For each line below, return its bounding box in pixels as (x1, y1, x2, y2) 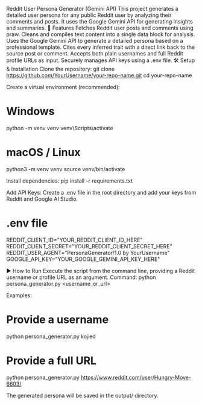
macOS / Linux (6, 146, 81, 159)
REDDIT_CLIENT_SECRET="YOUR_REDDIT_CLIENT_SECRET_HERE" (6, 242, 173, 250)
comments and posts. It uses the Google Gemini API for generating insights (6, 18, 193, 25)
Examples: (6, 292, 32, 299)
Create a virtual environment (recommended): (6, 84, 121, 90)
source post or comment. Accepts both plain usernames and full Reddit (6, 50, 184, 57)
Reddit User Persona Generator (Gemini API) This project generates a (6, 5, 179, 12)
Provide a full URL (6, 354, 96, 367)
